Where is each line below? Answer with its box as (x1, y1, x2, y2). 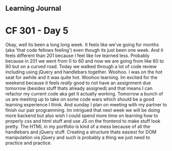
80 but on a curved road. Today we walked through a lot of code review (5, 64, 157, 70)
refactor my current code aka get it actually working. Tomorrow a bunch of (5, 91, 163, 97)
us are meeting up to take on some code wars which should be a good (5, 96, 155, 102)
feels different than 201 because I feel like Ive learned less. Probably (5, 52, 150, 59)
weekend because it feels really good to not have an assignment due (5, 80, 151, 86)
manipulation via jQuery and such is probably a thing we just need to (5, 135, 150, 141)
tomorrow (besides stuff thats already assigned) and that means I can (5, 85, 153, 91)
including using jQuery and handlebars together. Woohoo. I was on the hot (5, 69, 163, 75)
